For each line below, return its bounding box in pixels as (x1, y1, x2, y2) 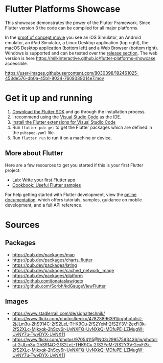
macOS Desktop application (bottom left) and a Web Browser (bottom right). (5, 45, 159, 51)
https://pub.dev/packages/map (12, 251, 75, 257)
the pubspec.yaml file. (12, 129, 55, 136)
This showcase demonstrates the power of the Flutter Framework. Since (5, 20, 151, 26)
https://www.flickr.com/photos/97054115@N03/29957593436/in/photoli (12, 336, 158, 342)
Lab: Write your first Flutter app (12, 177, 76, 183)
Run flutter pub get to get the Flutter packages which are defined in (12, 124, 153, 130)
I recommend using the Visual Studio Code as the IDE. (12, 114, 121, 120)
